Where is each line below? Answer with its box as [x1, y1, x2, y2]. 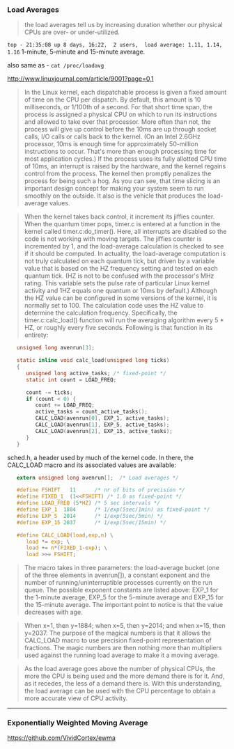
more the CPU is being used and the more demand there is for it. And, [24, 672, 225, 680]
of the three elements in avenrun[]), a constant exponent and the [24, 571, 210, 579]
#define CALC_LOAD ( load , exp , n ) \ [16, 531, 114, 539]
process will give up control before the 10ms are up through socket [24, 125, 217, 134]
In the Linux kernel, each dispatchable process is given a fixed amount [24, 88, 227, 97]
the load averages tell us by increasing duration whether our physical [24, 21, 223, 29]
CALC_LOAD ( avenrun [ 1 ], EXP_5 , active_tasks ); [35, 421, 170, 429]
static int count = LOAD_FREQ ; [25, 376, 117, 384]
